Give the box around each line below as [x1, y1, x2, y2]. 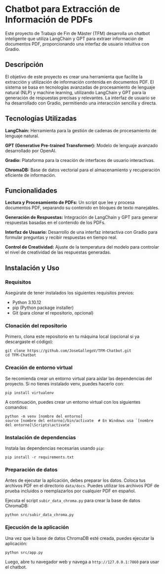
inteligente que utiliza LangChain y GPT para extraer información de [5, 36, 143, 42]
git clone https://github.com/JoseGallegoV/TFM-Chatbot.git [5, 348, 132, 354]
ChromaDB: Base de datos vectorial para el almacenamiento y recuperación [5, 167, 161, 173]
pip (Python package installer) [12, 305, 74, 311]
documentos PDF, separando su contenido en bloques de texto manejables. [5, 205, 160, 211]
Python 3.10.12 [12, 300, 41, 306]
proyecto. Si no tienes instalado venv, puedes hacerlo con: [5, 380, 124, 387]
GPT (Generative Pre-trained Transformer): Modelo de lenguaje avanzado [5, 142, 158, 148]
